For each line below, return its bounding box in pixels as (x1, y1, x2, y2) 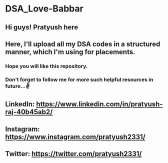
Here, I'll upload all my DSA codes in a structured (5, 39, 160, 48)
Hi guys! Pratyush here (5, 23, 78, 31)
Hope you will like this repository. (5, 62, 88, 69)
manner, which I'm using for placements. (5, 47, 135, 56)
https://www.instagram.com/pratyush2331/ (5, 132, 146, 141)
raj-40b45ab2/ (5, 108, 53, 116)
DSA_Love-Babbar (5, 3, 83, 14)
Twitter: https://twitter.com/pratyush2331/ (5, 149, 142, 158)
